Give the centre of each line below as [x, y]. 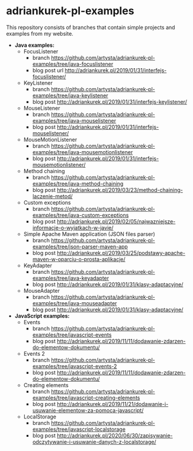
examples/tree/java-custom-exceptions [81, 215]
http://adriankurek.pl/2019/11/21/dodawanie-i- [113, 404]
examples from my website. [40, 33]
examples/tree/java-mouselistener [74, 120]
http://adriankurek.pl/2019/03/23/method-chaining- [120, 190]
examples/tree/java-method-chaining [78, 183]
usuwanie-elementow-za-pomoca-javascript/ [88, 410]
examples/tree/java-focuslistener [73, 64]
